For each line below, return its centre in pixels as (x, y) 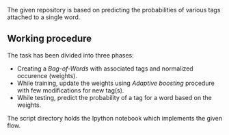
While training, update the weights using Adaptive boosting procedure (116, 83)
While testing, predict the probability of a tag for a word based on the (114, 97)
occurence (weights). (47, 75)
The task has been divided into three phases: (71, 55)
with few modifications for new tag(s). (70, 90)
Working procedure (50, 39)
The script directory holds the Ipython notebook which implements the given (115, 118)
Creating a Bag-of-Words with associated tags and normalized (105, 69)
